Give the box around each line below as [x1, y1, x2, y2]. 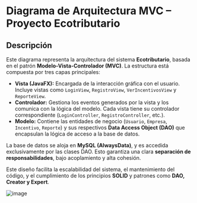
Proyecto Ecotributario [6, 17, 120, 30]
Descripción [6, 40, 52, 50]
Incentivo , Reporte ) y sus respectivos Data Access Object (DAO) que [14, 124, 185, 131]
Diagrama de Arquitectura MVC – [6, 4, 171, 18]
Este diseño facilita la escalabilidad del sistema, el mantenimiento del [6, 166, 175, 173]
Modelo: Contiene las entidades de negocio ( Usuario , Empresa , [14, 118, 167, 125]
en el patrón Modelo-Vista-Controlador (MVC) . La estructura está [6, 62, 169, 69]
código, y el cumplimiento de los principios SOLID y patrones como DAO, [6, 172, 185, 179]
